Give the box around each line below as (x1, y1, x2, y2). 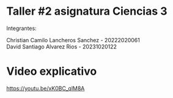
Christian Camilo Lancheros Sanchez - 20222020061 (6, 36, 141, 43)
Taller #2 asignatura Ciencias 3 (6, 4, 167, 18)
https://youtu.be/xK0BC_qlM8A (6, 85, 85, 92)
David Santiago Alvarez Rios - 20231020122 (6, 43, 117, 50)
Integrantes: (6, 24, 37, 32)
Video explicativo (6, 64, 97, 78)
